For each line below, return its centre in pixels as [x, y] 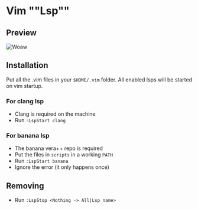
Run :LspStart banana [41, 161]
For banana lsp [28, 136]
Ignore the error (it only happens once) [62, 167]
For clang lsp [25, 101]
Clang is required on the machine [55, 114]
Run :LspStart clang [40, 120]
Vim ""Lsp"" [38, 11]
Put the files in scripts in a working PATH [64, 155]
